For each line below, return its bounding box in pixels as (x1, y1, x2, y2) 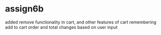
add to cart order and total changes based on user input (5, 24, 118, 30)
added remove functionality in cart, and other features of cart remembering (5, 19, 157, 25)
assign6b (5, 3, 44, 14)
